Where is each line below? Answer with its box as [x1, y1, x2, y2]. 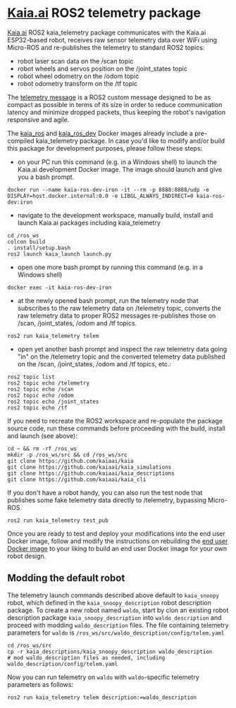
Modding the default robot [7, 572, 125, 584]
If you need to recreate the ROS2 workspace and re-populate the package [7, 416, 223, 425]
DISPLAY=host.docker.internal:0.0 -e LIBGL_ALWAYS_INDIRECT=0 [7, 192, 194, 199]
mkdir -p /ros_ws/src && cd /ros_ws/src [7, 451, 128, 459]
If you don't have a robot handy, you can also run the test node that [7, 488, 203, 497]
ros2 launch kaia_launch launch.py [7, 250, 112, 258]
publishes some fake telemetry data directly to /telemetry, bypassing [7, 495, 206, 504]
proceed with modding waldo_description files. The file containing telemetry [7, 621, 229, 629]
